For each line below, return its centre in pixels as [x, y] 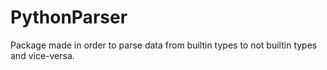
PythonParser [69, 17]
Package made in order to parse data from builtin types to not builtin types [164, 45]
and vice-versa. [42, 55]
